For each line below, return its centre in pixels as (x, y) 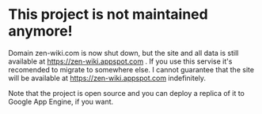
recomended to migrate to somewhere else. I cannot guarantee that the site (131, 69)
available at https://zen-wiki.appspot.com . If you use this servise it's (120, 61)
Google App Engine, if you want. (61, 101)
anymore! (40, 31)
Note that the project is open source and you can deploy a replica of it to (127, 93)
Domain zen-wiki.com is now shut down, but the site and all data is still (123, 53)
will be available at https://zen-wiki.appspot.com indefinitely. (107, 78)
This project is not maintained (108, 15)
